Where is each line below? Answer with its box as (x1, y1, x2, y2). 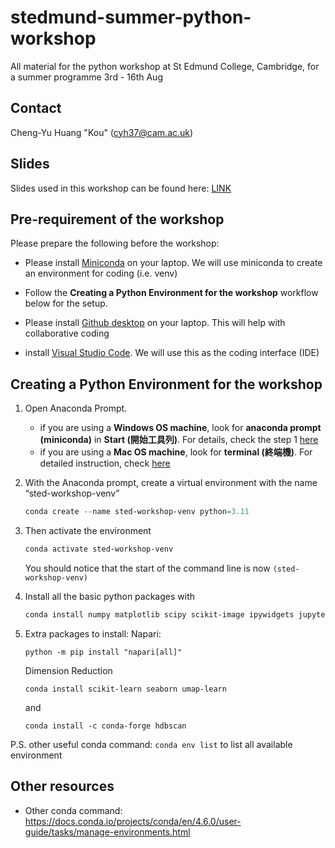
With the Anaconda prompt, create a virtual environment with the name (24, 477, 318, 489)
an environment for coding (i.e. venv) (24, 267, 178, 280)
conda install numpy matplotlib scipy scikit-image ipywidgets (24, 609, 295, 620)
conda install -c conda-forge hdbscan (24, 721, 187, 731)
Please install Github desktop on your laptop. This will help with (24, 317, 286, 329)
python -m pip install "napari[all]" (24, 647, 183, 657)
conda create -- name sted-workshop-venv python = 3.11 (24, 507, 250, 517)
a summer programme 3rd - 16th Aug (10, 71, 163, 83)
